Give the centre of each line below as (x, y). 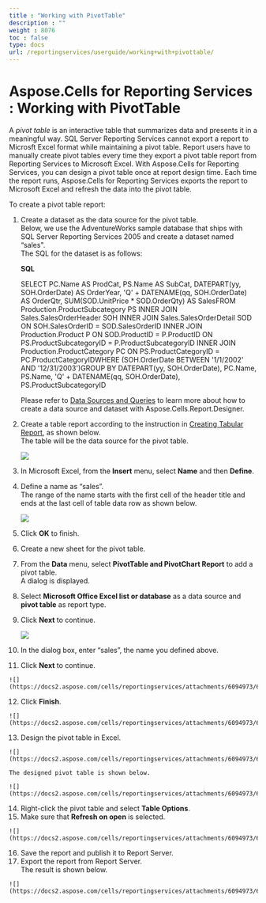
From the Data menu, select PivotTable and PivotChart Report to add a (137, 563)
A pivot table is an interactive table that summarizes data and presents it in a (133, 130)
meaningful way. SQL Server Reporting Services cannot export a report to (129, 138)
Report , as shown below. (60, 432)
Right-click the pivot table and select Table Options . (105, 808)
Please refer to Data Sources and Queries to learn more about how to (133, 400)
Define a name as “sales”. (62, 486)
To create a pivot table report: (57, 204)
